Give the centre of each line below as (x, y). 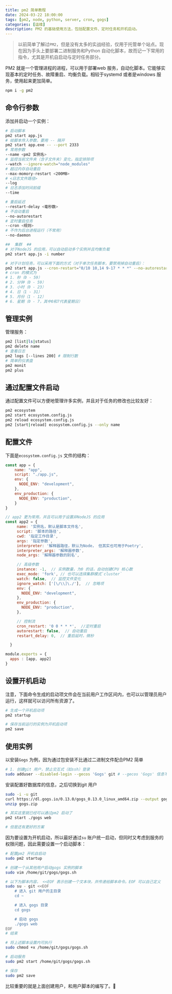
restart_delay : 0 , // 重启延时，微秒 (55, 636)
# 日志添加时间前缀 (23, 188)
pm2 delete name (23, 346)
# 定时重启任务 (19, 221)
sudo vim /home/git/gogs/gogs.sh (41, 872)
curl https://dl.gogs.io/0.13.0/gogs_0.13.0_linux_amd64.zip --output (82, 799)
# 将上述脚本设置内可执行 (29, 943)
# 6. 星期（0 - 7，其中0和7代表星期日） (44, 301)
